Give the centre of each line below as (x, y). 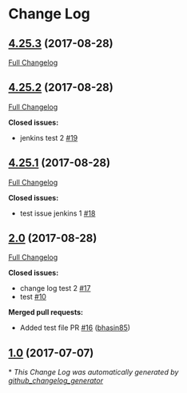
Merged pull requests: (46, 312)
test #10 (33, 297)
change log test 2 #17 (55, 288)
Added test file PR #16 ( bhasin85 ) (75, 327)
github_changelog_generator (56, 381)
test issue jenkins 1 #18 (58, 213)
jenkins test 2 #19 (49, 137)
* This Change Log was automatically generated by (93, 372)
